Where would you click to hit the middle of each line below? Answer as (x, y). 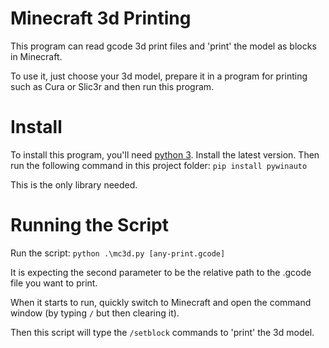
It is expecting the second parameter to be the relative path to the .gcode (161, 272)
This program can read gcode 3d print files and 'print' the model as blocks (163, 46)
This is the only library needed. (74, 184)
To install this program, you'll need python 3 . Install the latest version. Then (165, 154)
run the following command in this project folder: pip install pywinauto (159, 165)
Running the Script (89, 225)
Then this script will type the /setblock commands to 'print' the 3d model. (162, 332)
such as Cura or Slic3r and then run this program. (112, 86)
